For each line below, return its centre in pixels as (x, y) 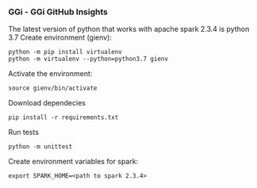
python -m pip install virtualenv (65, 52)
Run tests (24, 132)
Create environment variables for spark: (73, 162)
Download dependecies (47, 103)
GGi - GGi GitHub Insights (58, 12)
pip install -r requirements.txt (63, 117)
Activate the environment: (50, 74)
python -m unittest (40, 147)
